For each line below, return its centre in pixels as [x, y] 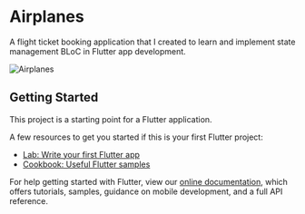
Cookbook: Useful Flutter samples [86, 164]
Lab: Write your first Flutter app [81, 154]
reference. [29, 200]
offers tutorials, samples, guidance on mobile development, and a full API [146, 191]
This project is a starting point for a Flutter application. [111, 119]
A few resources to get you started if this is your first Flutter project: [136, 137]
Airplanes [47, 17]
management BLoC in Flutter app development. [98, 51]
